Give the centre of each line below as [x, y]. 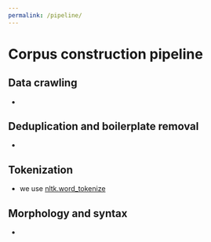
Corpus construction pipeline [106, 54]
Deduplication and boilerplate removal [104, 126]
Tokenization [40, 170]
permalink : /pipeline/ [45, 15]
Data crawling [43, 83]
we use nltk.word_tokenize [62, 189]
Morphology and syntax [68, 213]
